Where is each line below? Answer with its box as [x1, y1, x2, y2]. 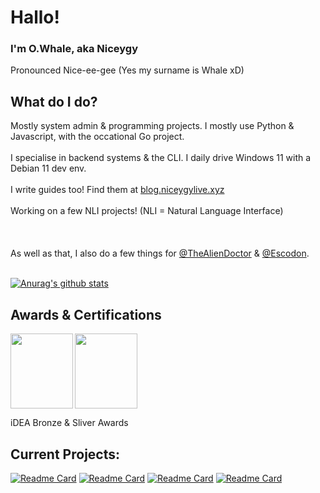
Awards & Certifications [10, 306, 162, 323]
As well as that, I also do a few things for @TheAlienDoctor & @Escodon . [10, 247, 310, 260]
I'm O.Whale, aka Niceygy [10, 42, 139, 56]
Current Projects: [10, 446, 120, 463]
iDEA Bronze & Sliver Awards [10, 417, 129, 429]
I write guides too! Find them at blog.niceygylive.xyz [10, 184, 225, 196]
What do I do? [10, 93, 98, 110]
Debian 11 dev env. [10, 162, 87, 175]
